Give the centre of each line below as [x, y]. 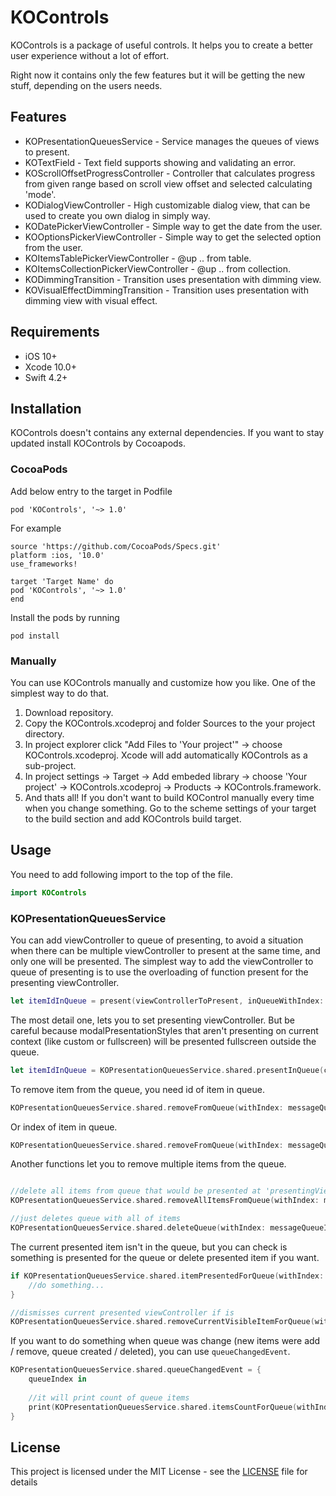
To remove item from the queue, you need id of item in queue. [137, 1089]
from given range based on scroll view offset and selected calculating [168, 183]
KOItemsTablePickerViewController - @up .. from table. [138, 258]
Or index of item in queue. [64, 1127]
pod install [35, 636]
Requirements [55, 332]
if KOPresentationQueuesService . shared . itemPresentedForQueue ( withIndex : [167, 1276]
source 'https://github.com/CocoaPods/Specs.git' [116, 546]
